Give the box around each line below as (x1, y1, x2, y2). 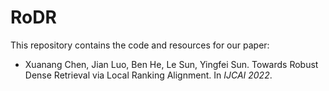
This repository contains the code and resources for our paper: (10, 39, 270, 51)
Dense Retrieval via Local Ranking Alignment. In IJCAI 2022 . (24, 69, 273, 81)
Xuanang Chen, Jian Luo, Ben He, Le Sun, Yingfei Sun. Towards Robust (24, 58, 319, 70)
